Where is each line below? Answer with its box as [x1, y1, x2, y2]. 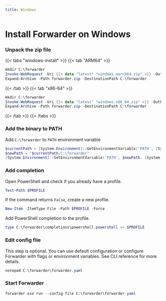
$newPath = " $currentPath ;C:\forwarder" [5, 150, 90, 156]
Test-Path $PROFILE [5, 188, 45, 193]
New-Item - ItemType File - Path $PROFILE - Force [5, 206, 105, 211]
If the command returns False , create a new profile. [5, 197, 110, 203]
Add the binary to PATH [5, 125, 63, 132]
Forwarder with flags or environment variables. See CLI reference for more [5, 253, 157, 259]
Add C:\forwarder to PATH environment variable [5, 137, 101, 143]
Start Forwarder [5, 280, 44, 287]
